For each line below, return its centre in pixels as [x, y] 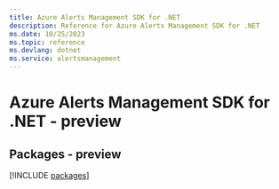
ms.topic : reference [48, 42]
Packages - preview [65, 154]
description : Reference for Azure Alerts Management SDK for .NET [135, 26]
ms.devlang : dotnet [45, 51]
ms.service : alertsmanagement [65, 59]
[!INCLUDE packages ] [49, 175]
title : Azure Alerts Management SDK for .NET [95, 17]
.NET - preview [65, 122]
